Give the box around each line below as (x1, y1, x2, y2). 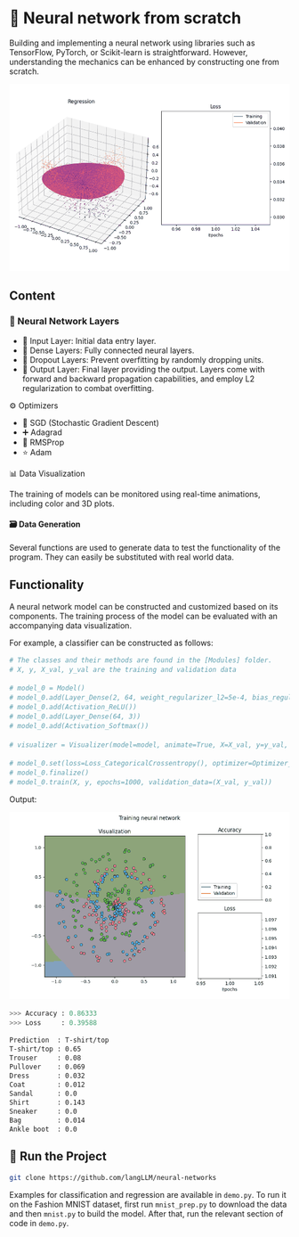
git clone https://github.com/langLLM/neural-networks (9, 1174, 217, 1183)
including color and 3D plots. (9, 498, 116, 509)
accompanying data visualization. (9, 619, 132, 631)
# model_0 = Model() (9, 684, 86, 693)
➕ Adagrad (21, 427, 62, 438)
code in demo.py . (9, 1218, 69, 1229)
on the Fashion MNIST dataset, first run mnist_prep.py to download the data (9, 1199, 287, 1210)
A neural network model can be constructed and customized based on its (9, 601, 279, 611)
